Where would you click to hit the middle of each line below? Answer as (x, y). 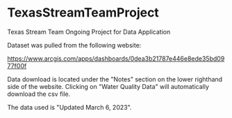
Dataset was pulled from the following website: (74, 45)
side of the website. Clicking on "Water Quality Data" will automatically (108, 86)
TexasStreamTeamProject (83, 13)
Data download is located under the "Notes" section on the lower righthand (115, 79)
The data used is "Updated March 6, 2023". (69, 107)
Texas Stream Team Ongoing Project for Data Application (89, 32)
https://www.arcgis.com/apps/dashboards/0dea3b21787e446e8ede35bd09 (116, 58)
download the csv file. (39, 94)
